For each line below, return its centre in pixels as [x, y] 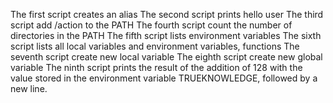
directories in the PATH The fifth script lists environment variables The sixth [166, 35]
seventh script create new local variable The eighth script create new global [166, 57]
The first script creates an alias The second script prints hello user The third [167, 14]
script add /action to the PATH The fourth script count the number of [151, 25]
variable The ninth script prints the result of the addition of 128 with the [156, 67]
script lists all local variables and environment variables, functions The [155, 46]
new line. [29, 88]
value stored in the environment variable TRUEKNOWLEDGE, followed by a [164, 78]
